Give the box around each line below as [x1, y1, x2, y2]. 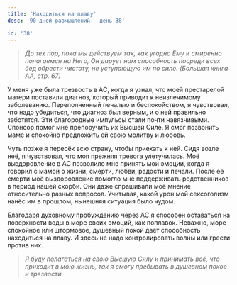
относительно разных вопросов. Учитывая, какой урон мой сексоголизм [7, 189, 229, 199]
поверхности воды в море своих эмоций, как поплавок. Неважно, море [7, 218, 227, 227]
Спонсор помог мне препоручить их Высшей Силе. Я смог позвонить [7, 123, 219, 132]
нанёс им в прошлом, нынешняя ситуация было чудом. [7, 197, 176, 206]
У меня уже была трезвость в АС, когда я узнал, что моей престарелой [7, 86, 225, 94]
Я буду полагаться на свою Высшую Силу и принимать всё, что [24, 255, 220, 263]
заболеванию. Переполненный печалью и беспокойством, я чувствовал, [7, 101, 230, 109]
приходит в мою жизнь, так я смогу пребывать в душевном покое [24, 262, 227, 271]
